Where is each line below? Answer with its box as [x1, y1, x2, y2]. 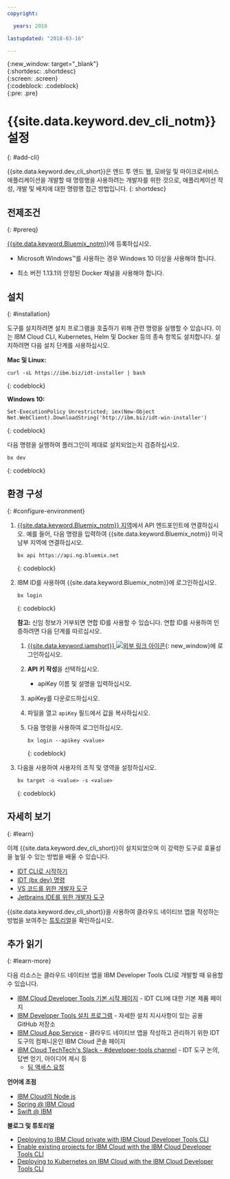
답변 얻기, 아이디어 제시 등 [16, 1054, 87, 1063]
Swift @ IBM [16, 1107, 52, 1116]
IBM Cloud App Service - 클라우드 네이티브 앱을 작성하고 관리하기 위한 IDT [16, 1029, 220, 1037]
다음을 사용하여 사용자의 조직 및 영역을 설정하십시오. [16, 763, 157, 771]
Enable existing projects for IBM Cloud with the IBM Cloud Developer [16, 1143, 211, 1151]
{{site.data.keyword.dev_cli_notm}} [7, 113, 216, 129]
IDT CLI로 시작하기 [16, 867, 68, 875]
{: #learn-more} [7, 957, 51, 965]
